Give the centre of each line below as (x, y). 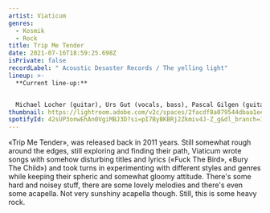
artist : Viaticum (37, 16)
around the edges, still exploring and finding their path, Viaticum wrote (125, 151)
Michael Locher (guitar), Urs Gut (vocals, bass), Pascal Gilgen (127, 104)
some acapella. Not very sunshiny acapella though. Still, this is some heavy (133, 194)
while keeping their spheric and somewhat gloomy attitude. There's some (130, 177)
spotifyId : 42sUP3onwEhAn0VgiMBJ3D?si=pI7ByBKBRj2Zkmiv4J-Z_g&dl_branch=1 (136, 120)
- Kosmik (30, 31)
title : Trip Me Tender (46, 46)
